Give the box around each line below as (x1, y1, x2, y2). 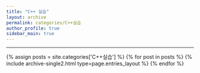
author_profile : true (6, 25, 60, 31)
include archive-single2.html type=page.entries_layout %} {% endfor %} (6, 60, 185, 67)
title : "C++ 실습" (6, 8, 49, 15)
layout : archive (6, 14, 46, 20)
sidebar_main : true (6, 31, 55, 37)
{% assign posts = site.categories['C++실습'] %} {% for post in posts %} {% (6, 53, 192, 61)
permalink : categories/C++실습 (6, 20, 82, 26)
